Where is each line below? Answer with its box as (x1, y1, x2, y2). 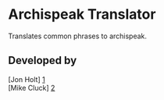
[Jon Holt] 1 (8, 74, 45, 84)
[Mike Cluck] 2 (8, 83, 55, 92)
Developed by (8, 54, 77, 67)
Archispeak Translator (8, 5, 156, 23)
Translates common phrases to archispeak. (8, 31, 147, 41)
